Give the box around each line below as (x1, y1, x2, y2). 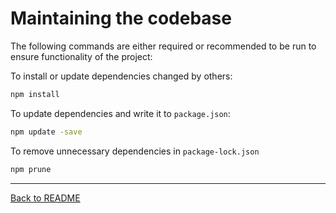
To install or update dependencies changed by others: (10, 70, 233, 82)
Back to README (10, 192, 81, 204)
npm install (10, 89, 60, 99)
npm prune (10, 164, 52, 174)
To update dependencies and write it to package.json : (10, 107, 231, 119)
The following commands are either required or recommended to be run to (10, 40, 317, 52)
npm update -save (10, 127, 83, 137)
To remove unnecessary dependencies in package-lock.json (10, 145, 260, 157)
